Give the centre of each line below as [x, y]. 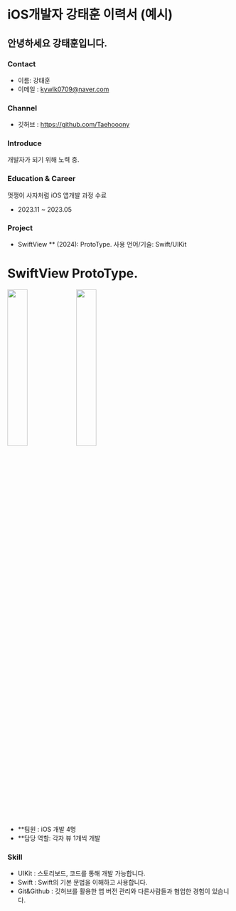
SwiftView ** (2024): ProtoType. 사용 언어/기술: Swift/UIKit [102, 245]
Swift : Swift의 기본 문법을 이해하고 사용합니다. [82, 882]
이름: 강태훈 [34, 80]
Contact [22, 63]
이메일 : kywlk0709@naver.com [63, 89]
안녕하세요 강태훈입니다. [58, 43]
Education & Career [42, 179]
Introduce [25, 143]
